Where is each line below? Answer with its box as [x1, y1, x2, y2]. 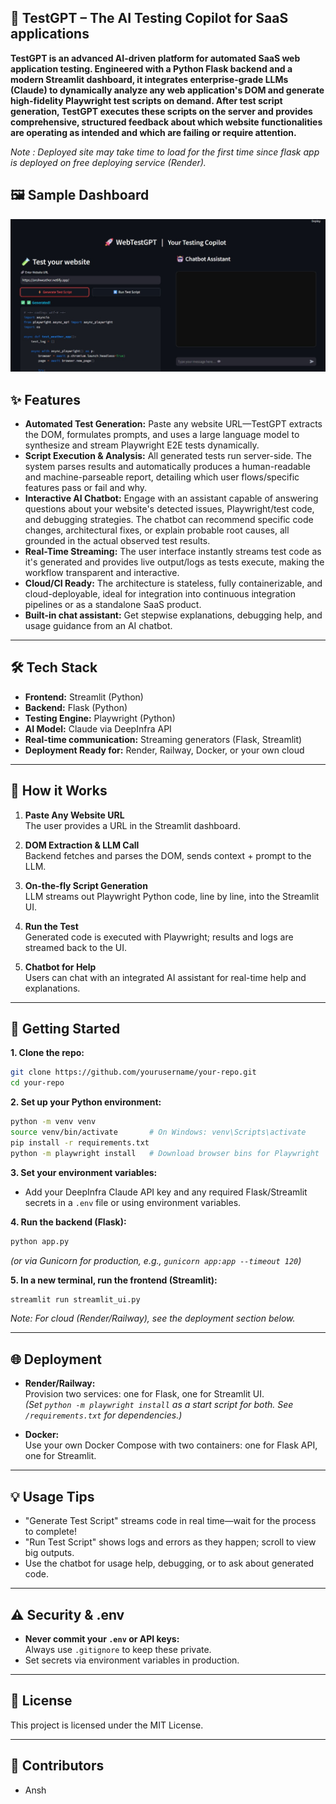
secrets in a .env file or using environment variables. [24, 1196, 242, 1208]
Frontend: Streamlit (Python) [24, 691, 144, 703]
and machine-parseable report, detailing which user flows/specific [24, 471, 300, 483]
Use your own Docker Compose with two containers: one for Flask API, [24, 1439, 318, 1451]
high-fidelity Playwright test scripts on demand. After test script [10, 94, 283, 106]
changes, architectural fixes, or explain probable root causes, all [24, 524, 290, 536]
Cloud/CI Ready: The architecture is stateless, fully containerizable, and [24, 577, 323, 590]
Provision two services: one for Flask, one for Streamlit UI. [24, 1388, 265, 1400]
